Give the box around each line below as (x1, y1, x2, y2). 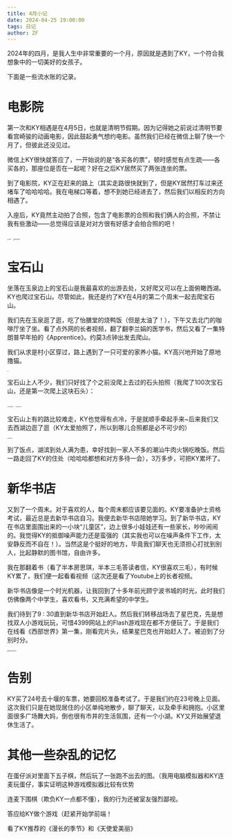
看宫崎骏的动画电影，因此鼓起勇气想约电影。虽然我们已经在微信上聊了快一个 (7, 132, 225, 140)
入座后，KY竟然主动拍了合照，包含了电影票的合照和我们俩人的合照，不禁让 (7, 211, 221, 219)
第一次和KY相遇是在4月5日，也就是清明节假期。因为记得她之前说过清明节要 (7, 124, 223, 132)
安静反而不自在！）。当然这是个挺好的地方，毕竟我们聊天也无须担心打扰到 (7, 540, 216, 548)
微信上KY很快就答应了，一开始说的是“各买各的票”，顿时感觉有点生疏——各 (7, 156, 221, 164)
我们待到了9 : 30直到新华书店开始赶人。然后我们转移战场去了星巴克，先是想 (7, 609, 224, 618)
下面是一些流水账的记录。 (7, 73, 80, 81)
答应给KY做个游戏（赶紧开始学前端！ (7, 809, 113, 818)
